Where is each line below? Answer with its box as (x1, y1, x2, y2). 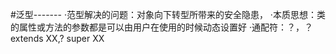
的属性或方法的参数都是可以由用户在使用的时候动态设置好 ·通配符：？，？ (10, 21, 313, 33)
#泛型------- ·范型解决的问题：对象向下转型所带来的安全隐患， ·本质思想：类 (10, 9, 326, 20)
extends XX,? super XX (10, 33, 105, 44)
